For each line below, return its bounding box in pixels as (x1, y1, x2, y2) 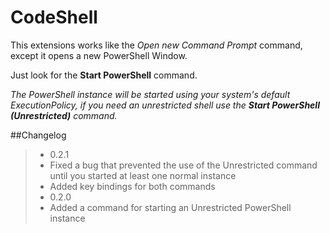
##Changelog (10, 129, 67, 141)
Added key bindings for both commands (49, 180, 216, 192)
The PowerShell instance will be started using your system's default (10, 88, 291, 100)
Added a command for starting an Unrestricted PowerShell (49, 201, 292, 213)
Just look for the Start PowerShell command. (10, 69, 198, 81)
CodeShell (10, 6, 98, 29)
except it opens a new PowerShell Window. (10, 49, 188, 61)
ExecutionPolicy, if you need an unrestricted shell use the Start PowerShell (10, 99, 320, 111)
